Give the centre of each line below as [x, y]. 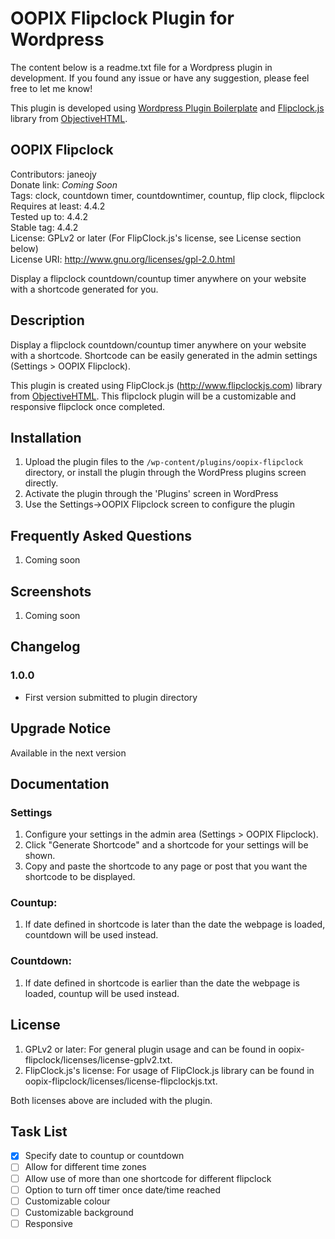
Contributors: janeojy [53, 174]
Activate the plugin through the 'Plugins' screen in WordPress [151, 494]
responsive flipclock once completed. [87, 406]
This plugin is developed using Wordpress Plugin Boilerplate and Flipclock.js [167, 108]
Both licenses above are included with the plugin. [111, 1100]
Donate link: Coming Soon [64, 184]
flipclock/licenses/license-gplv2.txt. [98, 1059]
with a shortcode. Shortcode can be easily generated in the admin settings [164, 355]
